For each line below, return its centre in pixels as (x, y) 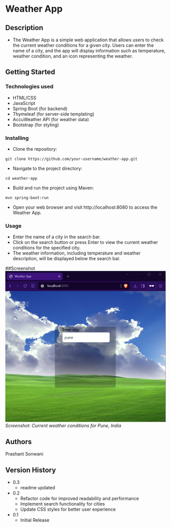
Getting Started (30, 72)
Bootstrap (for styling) (36, 125)
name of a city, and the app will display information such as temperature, (89, 51)
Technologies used (29, 87)
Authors (19, 442)
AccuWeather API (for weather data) (51, 119)
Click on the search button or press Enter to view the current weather (85, 242)
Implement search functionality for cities (63, 504)
